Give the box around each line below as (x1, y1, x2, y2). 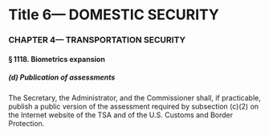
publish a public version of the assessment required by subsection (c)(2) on (8, 101, 259, 111)
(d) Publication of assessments (8, 72, 116, 82)
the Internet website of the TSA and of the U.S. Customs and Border (8, 110, 233, 120)
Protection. (8, 118, 45, 128)
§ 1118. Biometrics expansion (8, 54, 106, 63)
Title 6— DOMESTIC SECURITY (8, 6, 219, 24)
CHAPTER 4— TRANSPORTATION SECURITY (8, 35, 186, 46)
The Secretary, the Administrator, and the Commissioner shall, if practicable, (8, 92, 261, 102)
